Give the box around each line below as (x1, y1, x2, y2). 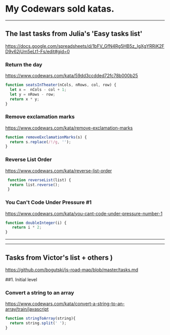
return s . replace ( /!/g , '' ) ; (10, 139, 71, 145)
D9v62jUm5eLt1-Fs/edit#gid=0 (5, 48, 70, 54)
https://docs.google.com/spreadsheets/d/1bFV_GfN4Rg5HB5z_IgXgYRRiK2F (5, 43, 164, 49)
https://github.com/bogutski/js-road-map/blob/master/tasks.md (5, 267, 138, 273)
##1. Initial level (5, 277, 37, 282)
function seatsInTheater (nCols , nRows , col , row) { (5, 82, 116, 88)
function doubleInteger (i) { (5, 220, 67, 225)
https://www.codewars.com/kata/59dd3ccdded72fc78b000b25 (5, 73, 138, 79)
